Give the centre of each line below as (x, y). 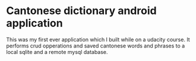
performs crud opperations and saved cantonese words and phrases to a (96, 46)
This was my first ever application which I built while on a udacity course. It (98, 39)
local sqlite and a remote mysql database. (57, 52)
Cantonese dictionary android (81, 11)
